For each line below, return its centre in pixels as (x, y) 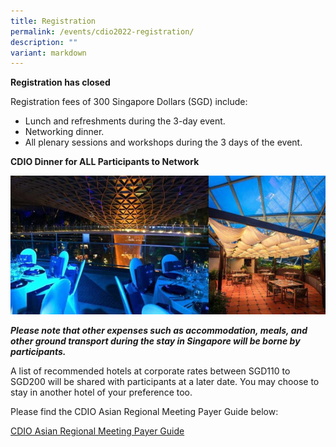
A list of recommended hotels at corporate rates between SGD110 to (150, 371)
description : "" (44, 42)
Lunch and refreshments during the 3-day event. (125, 121)
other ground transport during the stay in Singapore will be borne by (155, 341)
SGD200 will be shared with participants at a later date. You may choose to (165, 381)
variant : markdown (48, 53)
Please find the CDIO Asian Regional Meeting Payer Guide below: (144, 411)
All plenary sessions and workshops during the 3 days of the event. (163, 142)
